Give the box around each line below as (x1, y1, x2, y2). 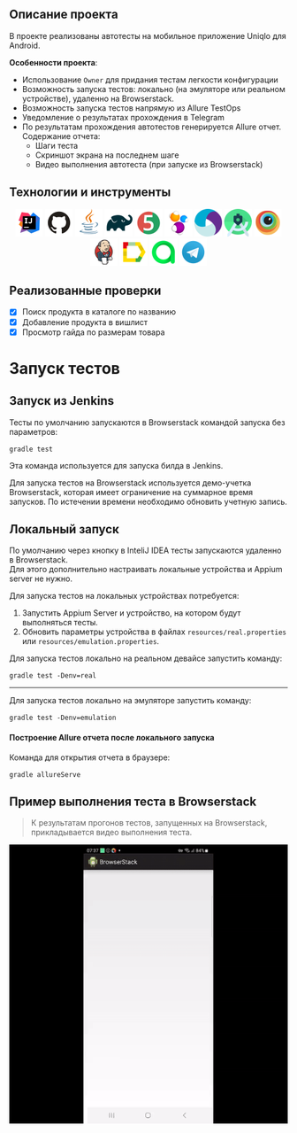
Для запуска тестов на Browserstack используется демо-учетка (9, 477, 252, 488)
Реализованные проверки (9, 283, 162, 299)
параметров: (9, 426, 58, 437)
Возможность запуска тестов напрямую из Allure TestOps (21, 102, 241, 113)
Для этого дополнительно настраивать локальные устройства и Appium (9, 564, 283, 575)
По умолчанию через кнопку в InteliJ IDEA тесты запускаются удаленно (9, 545, 282, 556)
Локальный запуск (9, 522, 119, 537)
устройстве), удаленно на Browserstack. (21, 93, 175, 104)
